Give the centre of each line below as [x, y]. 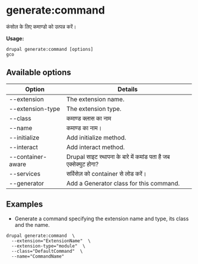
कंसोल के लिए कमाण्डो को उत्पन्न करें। [41, 27]
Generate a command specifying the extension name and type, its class [102, 219]
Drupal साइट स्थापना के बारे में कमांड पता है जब [118, 157]
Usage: [15, 38]
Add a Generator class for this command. [123, 183]
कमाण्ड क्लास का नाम [89, 118]
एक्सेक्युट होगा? [82, 164]
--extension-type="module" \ [48, 246]
